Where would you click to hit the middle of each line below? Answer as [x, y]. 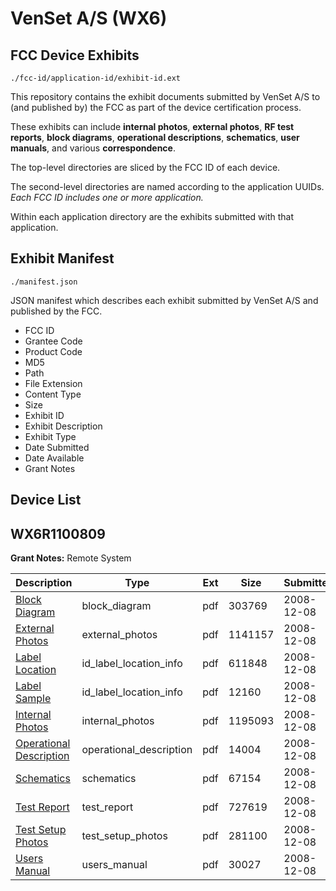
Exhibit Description [63, 426]
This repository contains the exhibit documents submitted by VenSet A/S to [165, 96]
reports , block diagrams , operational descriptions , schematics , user [155, 137]
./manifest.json [44, 282]
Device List [46, 500]
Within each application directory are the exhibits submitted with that [152, 216]
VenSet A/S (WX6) [89, 18]
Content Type [53, 394]
